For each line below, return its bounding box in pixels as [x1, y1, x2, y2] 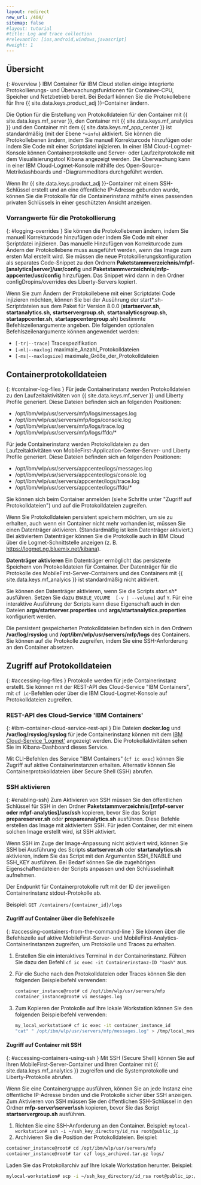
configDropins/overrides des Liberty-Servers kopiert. [6, 278, 138, 285]
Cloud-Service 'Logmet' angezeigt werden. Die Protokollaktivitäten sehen [6, 737, 187, 744]
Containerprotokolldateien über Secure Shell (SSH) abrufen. [6, 767, 154, 775]
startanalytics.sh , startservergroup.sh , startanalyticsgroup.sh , [6, 309, 167, 316]
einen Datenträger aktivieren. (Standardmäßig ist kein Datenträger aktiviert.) [6, 526, 193, 533]
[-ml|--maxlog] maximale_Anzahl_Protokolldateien [14, 345, 139, 353]
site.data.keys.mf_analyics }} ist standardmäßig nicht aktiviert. [6, 576, 160, 583]
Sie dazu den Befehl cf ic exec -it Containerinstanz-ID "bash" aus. [14, 959, 188, 966]
